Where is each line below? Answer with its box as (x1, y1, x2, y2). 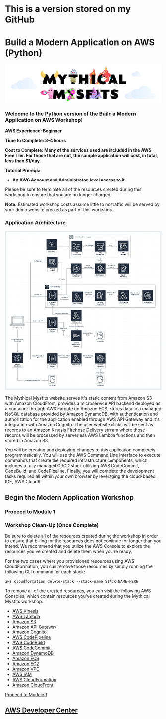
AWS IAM (12, 671, 32, 677)
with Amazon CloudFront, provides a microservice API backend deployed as (5, 400, 161, 406)
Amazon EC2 (12, 660, 39, 667)
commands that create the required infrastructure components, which (5, 457, 148, 463)
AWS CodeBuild (12, 639, 45, 645)
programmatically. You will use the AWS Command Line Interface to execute (5, 452, 161, 458)
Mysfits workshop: (5, 598, 43, 604)
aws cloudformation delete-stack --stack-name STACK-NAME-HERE (5, 579, 139, 584)
